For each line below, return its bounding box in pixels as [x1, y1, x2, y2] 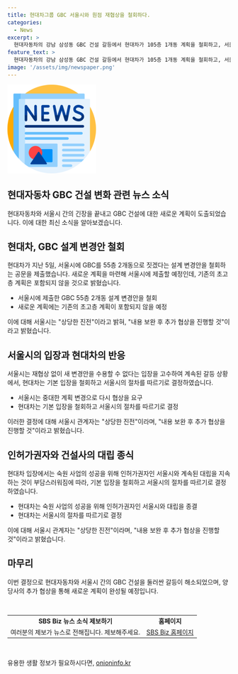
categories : [7, 18, 42, 26]
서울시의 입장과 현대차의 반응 [7, 349, 126, 361]
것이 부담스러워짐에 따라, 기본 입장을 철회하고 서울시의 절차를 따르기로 [20, 478, 214, 486]
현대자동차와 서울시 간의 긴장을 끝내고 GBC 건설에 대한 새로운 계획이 [7, 209, 196, 218]
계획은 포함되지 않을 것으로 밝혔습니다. [14, 279, 121, 287]
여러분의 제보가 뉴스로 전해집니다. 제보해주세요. [10, 628, 141, 636]
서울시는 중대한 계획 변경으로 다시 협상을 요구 [17, 394, 143, 402]
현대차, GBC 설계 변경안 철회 [7, 241, 125, 253]
